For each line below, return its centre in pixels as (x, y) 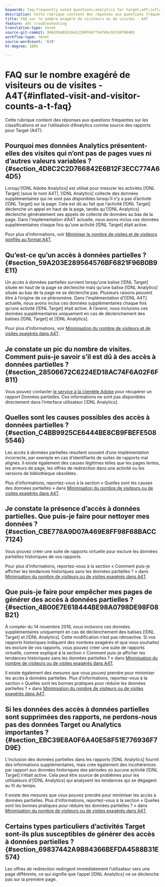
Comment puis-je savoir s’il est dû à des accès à (81, 357)
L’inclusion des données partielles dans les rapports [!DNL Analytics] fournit (82, 760)
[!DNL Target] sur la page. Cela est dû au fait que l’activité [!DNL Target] (78, 204)
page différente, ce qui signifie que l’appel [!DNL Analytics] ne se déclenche (82, 874)
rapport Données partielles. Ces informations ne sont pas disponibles (75, 397)
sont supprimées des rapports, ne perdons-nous (81, 717)
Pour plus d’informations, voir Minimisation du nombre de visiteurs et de (78, 328)
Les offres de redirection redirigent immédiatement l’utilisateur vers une (77, 869)
